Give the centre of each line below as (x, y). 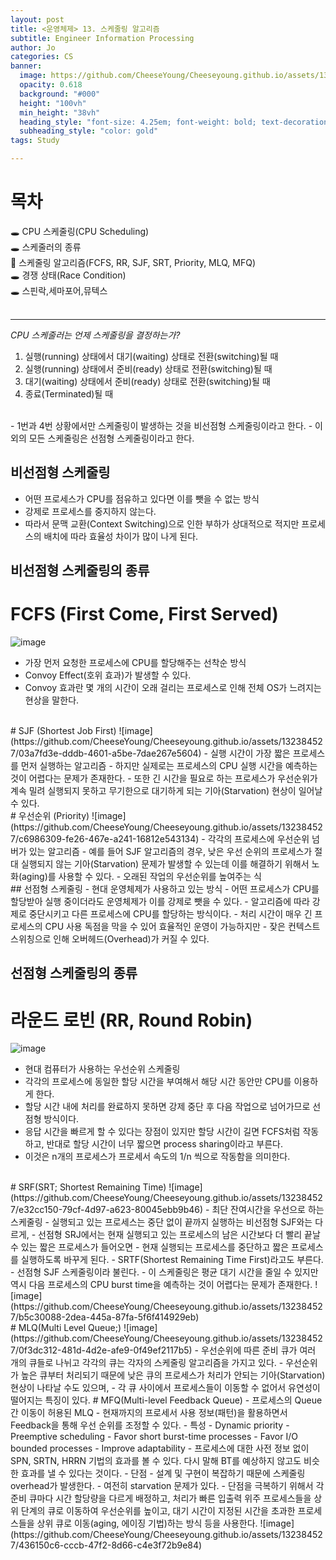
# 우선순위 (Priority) (50, 816)
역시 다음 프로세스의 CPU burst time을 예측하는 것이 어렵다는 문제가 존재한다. (161, 1285)
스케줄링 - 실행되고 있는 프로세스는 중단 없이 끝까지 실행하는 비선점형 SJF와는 (161, 1222)
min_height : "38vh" (60, 112)
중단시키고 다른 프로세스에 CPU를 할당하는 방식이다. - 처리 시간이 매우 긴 (170, 914)
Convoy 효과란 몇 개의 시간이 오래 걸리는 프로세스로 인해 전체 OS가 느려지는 (173, 688)
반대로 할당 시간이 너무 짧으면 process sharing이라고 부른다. (164, 1144)
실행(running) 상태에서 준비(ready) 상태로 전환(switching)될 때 (148, 368)
